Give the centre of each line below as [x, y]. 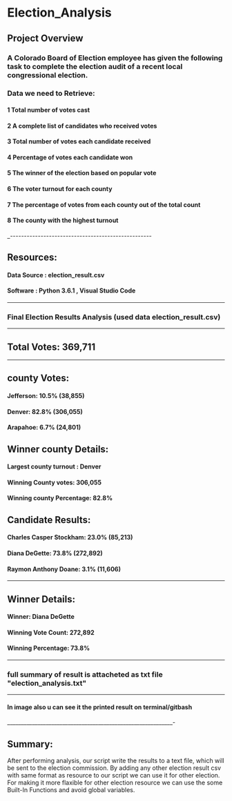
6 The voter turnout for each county [60, 188]
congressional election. [48, 75]
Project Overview [45, 38]
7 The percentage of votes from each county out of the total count [104, 204]
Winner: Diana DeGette [41, 617]
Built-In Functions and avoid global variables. [71, 790]
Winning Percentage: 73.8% [49, 648]
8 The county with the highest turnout [63, 220]
